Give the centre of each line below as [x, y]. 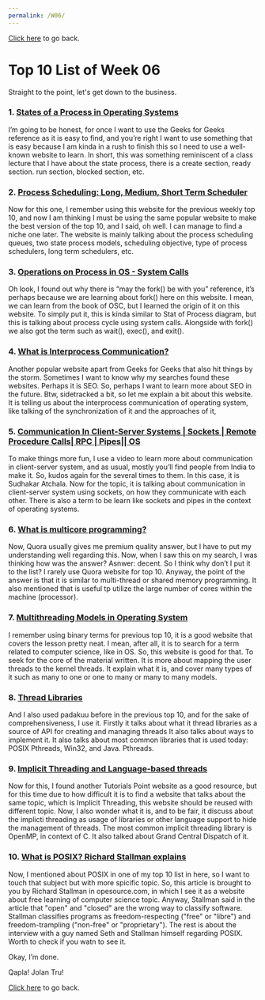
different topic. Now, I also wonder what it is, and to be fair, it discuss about [131, 811]
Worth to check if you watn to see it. [67, 941]
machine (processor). [44, 597]
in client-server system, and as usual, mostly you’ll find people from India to [132, 467]
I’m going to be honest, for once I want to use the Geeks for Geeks [117, 129]
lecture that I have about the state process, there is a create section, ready [130, 163]
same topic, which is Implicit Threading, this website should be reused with [131, 803]
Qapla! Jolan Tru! [36, 972]
